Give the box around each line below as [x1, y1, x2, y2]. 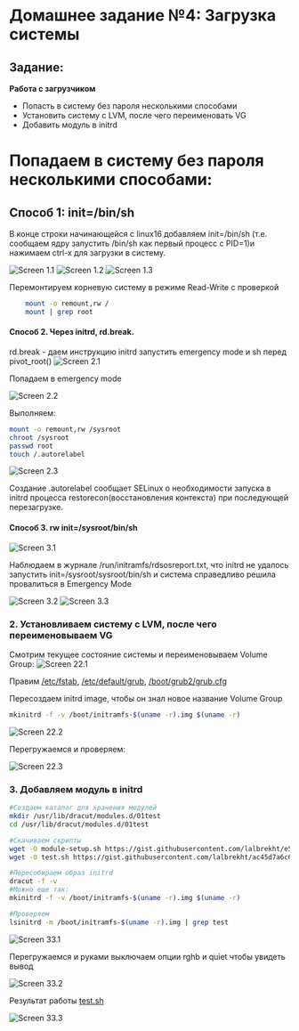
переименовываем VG [9, 629, 113, 641]
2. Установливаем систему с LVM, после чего [9, 618, 217, 630]
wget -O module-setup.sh [9, 844, 101, 853]
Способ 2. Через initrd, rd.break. [9, 327, 135, 337]
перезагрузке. [9, 502, 64, 513]
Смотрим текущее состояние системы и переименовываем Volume [9, 649, 269, 660]
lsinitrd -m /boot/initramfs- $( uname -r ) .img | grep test [9, 918, 229, 927]
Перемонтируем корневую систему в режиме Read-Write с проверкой [9, 282, 279, 292]
